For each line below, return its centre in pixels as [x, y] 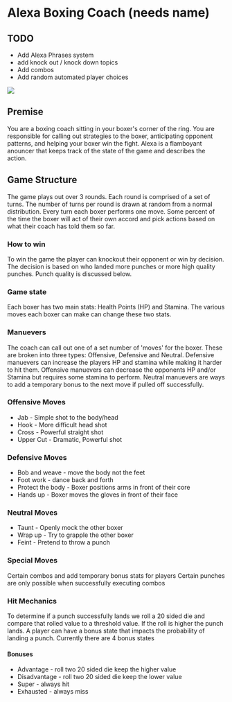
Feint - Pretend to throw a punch [64, 542]
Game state [27, 291]
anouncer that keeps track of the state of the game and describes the [106, 151]
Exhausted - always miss [53, 692]
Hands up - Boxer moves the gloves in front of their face [98, 495]
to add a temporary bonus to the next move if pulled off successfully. [106, 384]
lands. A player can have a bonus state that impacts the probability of [106, 631]
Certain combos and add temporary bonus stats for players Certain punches [116, 575]
